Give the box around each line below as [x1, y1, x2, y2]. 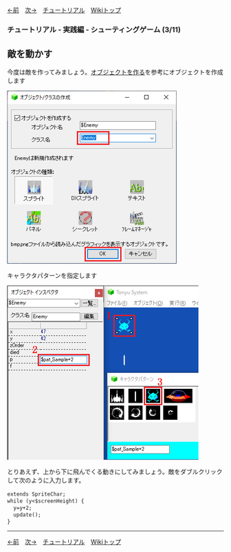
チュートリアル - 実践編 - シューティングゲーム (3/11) [7, 25, 181, 34]
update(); [13, 511, 41, 518]
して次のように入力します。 [7, 476, 85, 484]
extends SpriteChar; [7, 491, 67, 498]
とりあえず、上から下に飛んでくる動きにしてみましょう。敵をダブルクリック [7, 467, 223, 476]
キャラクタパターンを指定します [7, 271, 98, 279]
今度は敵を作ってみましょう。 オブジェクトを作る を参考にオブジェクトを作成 [7, 67, 223, 76]
